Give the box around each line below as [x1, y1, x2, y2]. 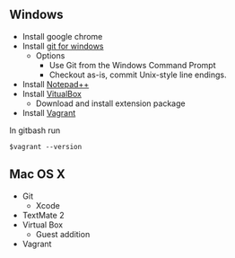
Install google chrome [22, 31, 103, 41]
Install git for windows [22, 40, 105, 51]
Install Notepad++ [22, 78, 90, 89]
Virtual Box [22, 219, 64, 230]
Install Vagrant [22, 107, 76, 118]
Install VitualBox [22, 88, 83, 99]
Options [35, 49, 65, 61]
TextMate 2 [22, 209, 65, 220]
